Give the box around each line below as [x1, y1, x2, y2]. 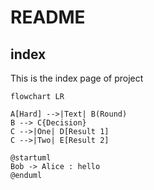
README [10, 6, 86, 29]
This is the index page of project [10, 72, 144, 84]
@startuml [10, 153, 52, 163]
